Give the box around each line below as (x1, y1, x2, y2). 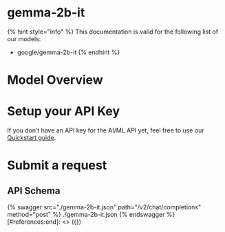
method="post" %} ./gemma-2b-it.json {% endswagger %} (7, 211, 175, 219)
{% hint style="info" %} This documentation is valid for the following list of (7, 27, 219, 36)
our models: (7, 34, 41, 43)
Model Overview (7, 72, 103, 88)
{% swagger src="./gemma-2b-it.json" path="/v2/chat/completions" (7, 203, 202, 211)
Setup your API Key (7, 104, 120, 119)
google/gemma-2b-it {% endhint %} (17, 48, 120, 56)
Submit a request (7, 158, 107, 173)
